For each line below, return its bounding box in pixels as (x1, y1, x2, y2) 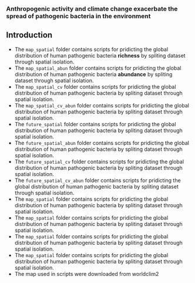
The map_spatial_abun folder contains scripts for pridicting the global (14, 64, 181, 72)
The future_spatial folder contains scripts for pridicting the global (14, 120, 176, 127)
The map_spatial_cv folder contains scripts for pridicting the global (14, 83, 176, 90)
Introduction (6, 30, 53, 40)
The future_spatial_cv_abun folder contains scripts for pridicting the (14, 177, 181, 184)
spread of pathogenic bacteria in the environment (6, 12, 151, 20)
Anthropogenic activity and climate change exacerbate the (6, 5, 178, 13)
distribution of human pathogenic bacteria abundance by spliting (14, 70, 173, 78)
